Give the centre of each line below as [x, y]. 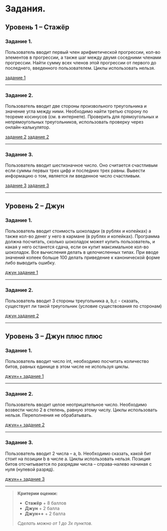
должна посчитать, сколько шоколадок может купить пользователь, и [80, 242]
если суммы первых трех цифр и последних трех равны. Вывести [75, 171]
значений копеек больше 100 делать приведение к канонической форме [83, 258]
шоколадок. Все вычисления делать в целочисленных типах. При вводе [82, 252]
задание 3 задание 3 [27, 185]
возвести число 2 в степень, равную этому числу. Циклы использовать [81, 410]
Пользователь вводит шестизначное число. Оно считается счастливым [82, 166]
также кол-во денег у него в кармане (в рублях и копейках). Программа [83, 236]
